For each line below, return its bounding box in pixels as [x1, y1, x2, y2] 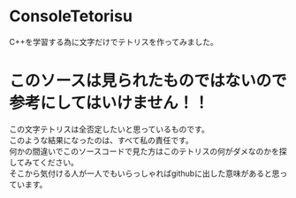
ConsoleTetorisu [9, 6, 133, 27]
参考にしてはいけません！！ [9, 93, 209, 113]
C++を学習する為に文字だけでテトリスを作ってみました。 [9, 36, 219, 47]
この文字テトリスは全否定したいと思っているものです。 [9, 124, 209, 134]
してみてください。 [9, 156, 80, 167]
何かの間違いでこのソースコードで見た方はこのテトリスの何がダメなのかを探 [9, 146, 287, 156]
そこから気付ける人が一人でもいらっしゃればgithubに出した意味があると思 [9, 168, 280, 179]
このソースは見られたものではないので [9, 71, 287, 91]
